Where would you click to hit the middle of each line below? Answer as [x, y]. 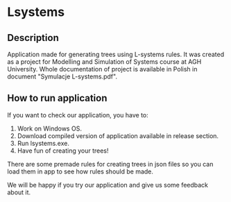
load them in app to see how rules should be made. [80, 171]
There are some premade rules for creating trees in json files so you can [110, 164]
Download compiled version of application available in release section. [118, 135]
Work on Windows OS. [49, 128]
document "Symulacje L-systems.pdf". [62, 76]
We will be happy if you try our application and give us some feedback [108, 185]
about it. [19, 192]
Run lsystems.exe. [43, 143]
